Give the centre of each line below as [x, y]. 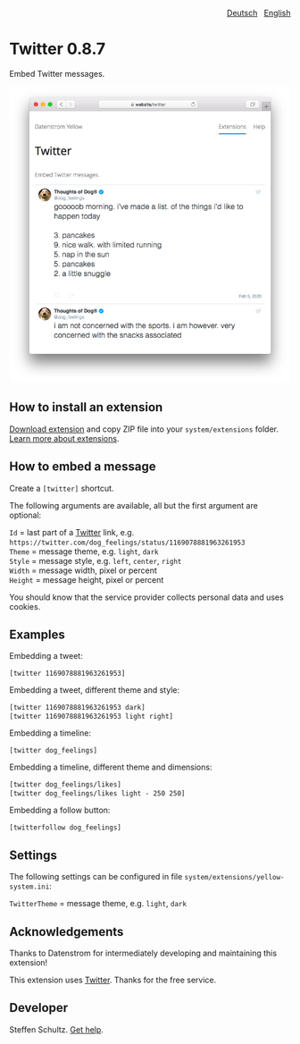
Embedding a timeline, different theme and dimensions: [111, 767]
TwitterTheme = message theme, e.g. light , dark [98, 904]
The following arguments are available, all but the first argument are [134, 505]
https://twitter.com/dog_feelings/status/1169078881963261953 [127, 543]
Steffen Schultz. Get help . [57, 1029]
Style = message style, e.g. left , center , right [96, 560]
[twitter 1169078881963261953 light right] [92, 717]
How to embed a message [83, 467]
